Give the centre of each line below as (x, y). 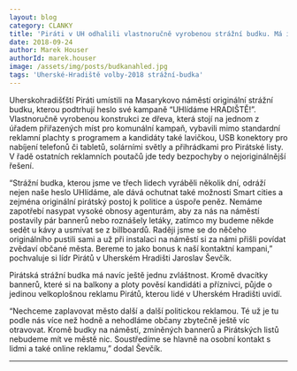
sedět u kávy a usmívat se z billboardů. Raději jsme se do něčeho (128, 230)
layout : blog (33, 17)
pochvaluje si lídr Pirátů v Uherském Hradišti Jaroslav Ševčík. (121, 258)
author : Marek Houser (49, 50)
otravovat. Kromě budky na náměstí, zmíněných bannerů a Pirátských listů (144, 329)
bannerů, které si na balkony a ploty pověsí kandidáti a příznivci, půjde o (141, 284)
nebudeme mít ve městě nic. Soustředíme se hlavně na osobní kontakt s (140, 339)
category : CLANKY (41, 26)
